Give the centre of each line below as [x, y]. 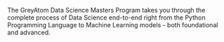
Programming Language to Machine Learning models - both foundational [113, 25]
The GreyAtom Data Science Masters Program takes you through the [106, 10]
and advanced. [29, 32]
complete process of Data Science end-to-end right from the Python [106, 17]
